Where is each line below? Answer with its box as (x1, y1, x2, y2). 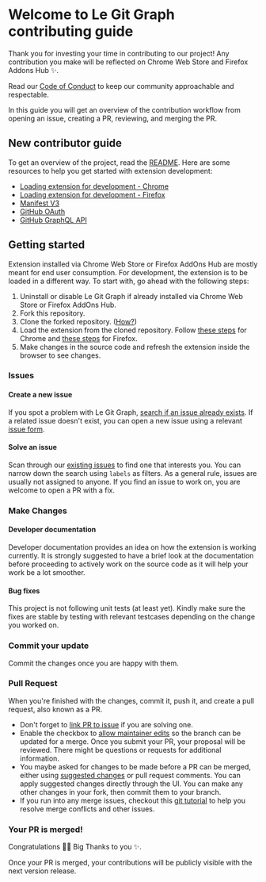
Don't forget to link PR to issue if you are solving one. (19, 719, 194, 729)
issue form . (8, 424, 45, 434)
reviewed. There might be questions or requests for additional (19, 745, 222, 754)
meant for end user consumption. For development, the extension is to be (8, 267, 248, 277)
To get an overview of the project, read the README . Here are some (8, 157, 230, 167)
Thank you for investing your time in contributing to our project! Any (8, 48, 230, 58)
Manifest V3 (19, 198, 60, 208)
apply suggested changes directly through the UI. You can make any (19, 779, 244, 788)
